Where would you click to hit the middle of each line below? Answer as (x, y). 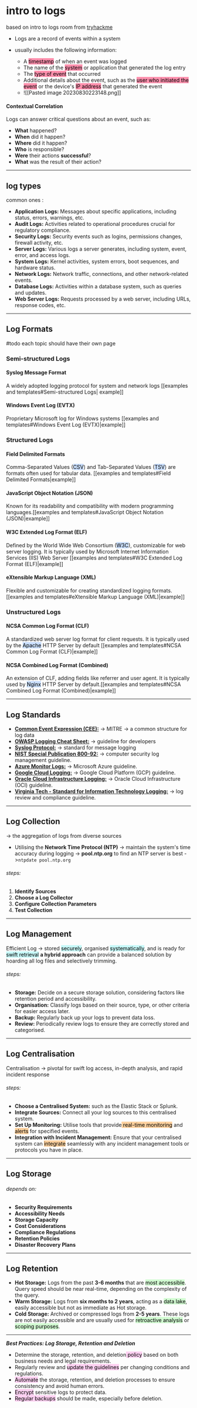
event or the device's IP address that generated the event (93, 86)
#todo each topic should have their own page (61, 343)
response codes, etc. (40, 305)
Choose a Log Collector (44, 897)
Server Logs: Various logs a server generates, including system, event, (101, 249)
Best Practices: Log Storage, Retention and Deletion (71, 1343)
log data (25, 735)
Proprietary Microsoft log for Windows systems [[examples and (83, 418)
